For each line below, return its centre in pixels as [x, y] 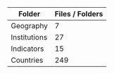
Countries [27, 60]
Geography [29, 26]
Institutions [29, 37]
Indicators [27, 49]
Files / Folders [79, 14]
